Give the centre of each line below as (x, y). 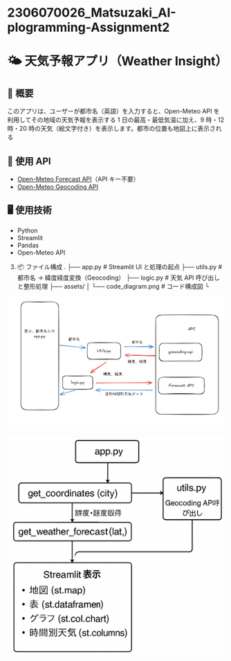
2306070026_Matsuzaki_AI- (92, 13)
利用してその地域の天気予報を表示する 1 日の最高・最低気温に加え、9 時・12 (116, 120)
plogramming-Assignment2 (89, 27)
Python (27, 230)
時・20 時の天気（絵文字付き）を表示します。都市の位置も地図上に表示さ (111, 129)
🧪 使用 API (29, 161)
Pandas (28, 245)
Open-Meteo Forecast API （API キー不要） (78, 179)
